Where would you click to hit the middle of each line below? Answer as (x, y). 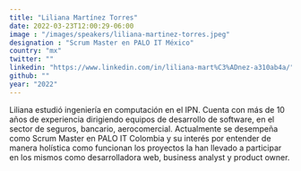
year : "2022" (34, 84)
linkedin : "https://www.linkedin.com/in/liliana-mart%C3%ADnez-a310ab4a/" (152, 68)
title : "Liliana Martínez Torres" (74, 17)
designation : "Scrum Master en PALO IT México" (102, 43)
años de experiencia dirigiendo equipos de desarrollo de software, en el (142, 119)
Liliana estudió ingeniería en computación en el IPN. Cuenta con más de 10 (147, 109)
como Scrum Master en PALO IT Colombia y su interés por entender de (140, 138)
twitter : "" (31, 59)
